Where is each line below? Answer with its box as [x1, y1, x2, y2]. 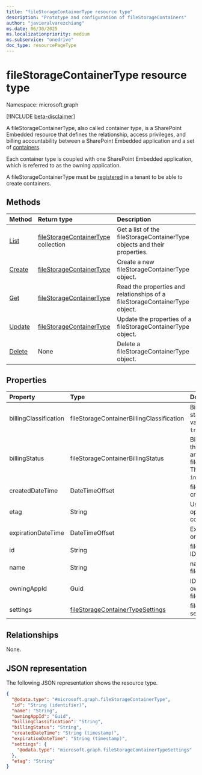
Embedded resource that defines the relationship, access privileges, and [6, 131, 186, 138]
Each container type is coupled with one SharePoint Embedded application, [6, 155, 193, 163]
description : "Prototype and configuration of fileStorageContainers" [6, 14, 187, 20]
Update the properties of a [117, 314, 192, 323]
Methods [6, 197, 41, 208]
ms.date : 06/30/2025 [6, 25, 58, 32]
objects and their [117, 240, 165, 249]
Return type [38, 215, 73, 223]
